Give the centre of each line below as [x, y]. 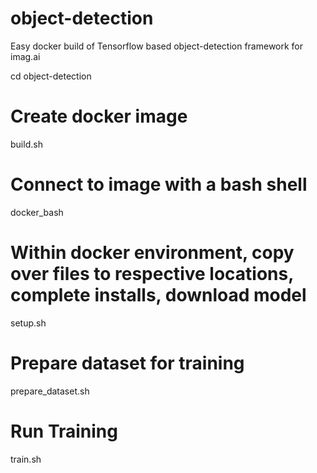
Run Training [64, 431]
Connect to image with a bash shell [159, 184]
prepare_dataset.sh [50, 391]
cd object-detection [51, 76]
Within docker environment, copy [152, 253]
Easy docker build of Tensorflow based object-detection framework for [157, 46]
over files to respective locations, [152, 274]
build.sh [26, 144]
